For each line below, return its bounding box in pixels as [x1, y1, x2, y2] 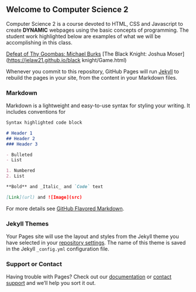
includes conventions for [6, 108, 66, 116]
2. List [6, 173, 25, 179]
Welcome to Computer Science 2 [6, 5, 129, 15]
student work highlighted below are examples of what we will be [6, 32, 161, 40]
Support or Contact [6, 260, 63, 269]
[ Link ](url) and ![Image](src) [6, 194, 82, 200]
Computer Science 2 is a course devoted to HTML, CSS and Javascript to [6, 20, 183, 27]
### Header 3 [6, 141, 38, 147]
